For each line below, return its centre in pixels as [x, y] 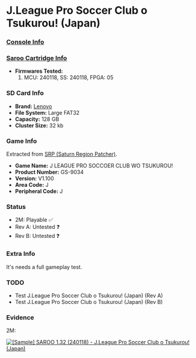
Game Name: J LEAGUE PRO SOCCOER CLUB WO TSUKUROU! [94, 165]
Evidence [20, 317]
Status [16, 207]
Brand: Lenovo [33, 106]
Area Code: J [32, 185]
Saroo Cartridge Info [37, 58]
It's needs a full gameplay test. [44, 267]
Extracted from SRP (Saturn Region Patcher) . [62, 154]
